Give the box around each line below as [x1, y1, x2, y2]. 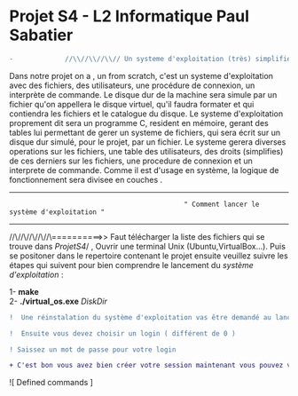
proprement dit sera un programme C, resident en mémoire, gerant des [9, 117, 269, 128]
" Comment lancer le [184, 200, 260, 209]
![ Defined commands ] [9, 377, 93, 388]
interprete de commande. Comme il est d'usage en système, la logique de [9, 164, 279, 175]
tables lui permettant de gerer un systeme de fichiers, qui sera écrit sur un [9, 127, 281, 138]
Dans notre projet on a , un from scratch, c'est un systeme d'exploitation [9, 70, 273, 81]
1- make [9, 286, 40, 297]
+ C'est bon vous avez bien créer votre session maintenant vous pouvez [9, 361, 284, 370]
